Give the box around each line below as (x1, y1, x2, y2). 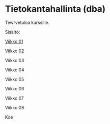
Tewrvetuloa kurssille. (5, 20, 50, 25)
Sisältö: (5, 29, 21, 35)
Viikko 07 (5, 95, 24, 101)
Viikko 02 (5, 48, 25, 54)
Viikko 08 (5, 104, 25, 110)
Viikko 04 (5, 67, 25, 73)
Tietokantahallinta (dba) (5, 3, 106, 15)
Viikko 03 (5, 57, 25, 63)
